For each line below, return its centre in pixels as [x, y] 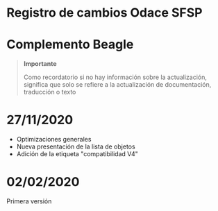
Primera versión [29, 201]
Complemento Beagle [70, 45]
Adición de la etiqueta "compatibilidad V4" [77, 154]
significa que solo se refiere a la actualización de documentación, [117, 85]
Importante [40, 64]
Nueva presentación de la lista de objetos [76, 146]
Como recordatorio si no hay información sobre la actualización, [115, 77]
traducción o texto [50, 92]
